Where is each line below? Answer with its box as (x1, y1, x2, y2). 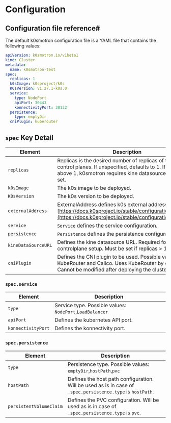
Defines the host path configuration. (67, 375, 154, 382)
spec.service (5, 281, 38, 287)
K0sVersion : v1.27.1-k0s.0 (10, 86, 67, 91)
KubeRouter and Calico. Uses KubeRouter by (57, 259, 164, 266)
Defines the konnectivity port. (54, 325, 126, 332)
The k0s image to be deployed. (57, 184, 131, 191)
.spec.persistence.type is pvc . (67, 409, 141, 416)
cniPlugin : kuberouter (10, 119, 58, 125)
